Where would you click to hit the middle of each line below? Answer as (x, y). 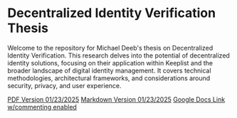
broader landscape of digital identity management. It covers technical (109, 70)
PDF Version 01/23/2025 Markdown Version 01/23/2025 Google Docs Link (116, 99)
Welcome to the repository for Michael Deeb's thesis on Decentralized (110, 48)
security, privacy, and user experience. (65, 85)
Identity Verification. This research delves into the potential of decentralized (118, 55)
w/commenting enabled (42, 107)
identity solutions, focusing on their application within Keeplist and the (110, 63)
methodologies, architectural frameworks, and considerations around (109, 78)
